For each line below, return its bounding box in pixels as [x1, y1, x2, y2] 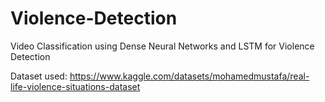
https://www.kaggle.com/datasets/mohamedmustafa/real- [69, 70, 310, 82]
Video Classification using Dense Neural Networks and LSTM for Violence [10, 40, 315, 52]
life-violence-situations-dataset [10, 80, 141, 92]
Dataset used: [10, 70, 68, 82]
